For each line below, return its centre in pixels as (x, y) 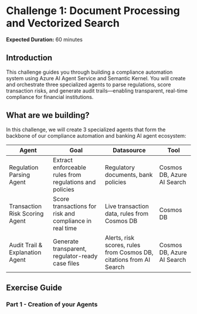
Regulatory (120, 167)
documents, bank (129, 175)
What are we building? (48, 115)
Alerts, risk (120, 237)
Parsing (20, 175)
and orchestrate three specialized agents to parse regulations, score (89, 84)
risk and (64, 213)
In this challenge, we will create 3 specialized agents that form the (86, 129)
